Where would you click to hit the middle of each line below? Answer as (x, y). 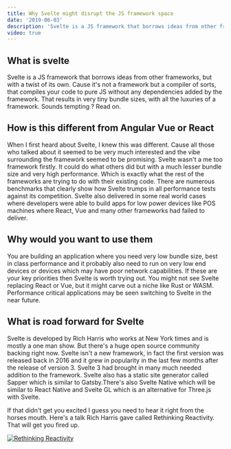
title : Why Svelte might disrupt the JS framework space (90, 13)
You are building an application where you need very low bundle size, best (112, 256)
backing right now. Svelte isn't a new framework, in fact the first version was (115, 353)
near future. (24, 300)
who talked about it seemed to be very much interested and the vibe (104, 152)
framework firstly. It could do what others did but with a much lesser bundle (114, 167)
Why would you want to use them (80, 239)
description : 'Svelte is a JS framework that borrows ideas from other (112, 26)
